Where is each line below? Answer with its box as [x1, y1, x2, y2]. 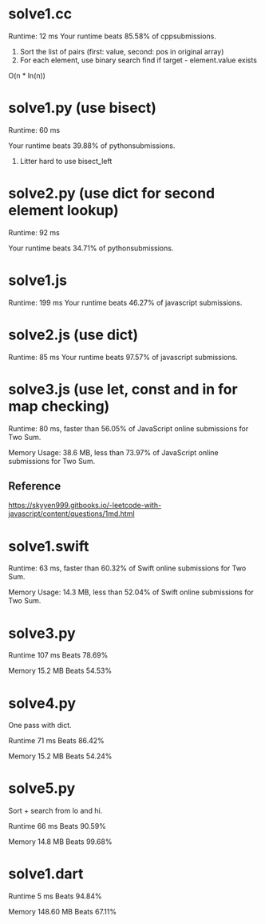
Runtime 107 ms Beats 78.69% [8, 650, 109, 660]
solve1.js [8, 271, 68, 289]
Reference [8, 479, 61, 493]
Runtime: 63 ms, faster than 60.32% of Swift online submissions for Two [8, 563, 247, 573]
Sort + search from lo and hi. [8, 806, 103, 816]
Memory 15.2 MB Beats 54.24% [8, 751, 113, 761]
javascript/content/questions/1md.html [8, 509, 135, 518]
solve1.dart [8, 865, 84, 883]
